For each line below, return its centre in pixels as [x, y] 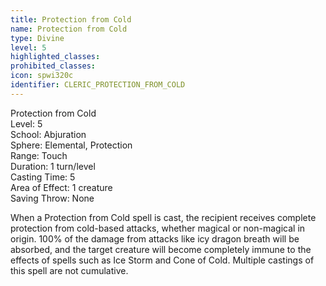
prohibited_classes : [53, 66]
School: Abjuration [48, 134]
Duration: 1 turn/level [53, 166]
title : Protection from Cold [71, 19]
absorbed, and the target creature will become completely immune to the [161, 249]
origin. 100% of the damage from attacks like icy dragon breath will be [155, 238]
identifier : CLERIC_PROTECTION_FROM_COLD [98, 85]
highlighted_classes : [55, 57]
